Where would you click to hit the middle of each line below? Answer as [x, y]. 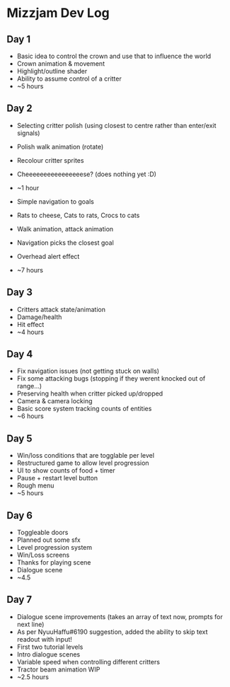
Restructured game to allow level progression [83, 463]
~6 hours [30, 416]
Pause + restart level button [57, 478]
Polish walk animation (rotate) [60, 146]
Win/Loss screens [43, 555]
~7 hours [30, 270]
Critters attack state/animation [61, 309]
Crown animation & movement [61, 64]
